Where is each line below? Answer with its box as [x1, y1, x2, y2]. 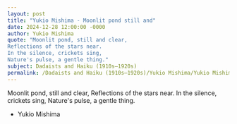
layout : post [7, 10, 46, 18]
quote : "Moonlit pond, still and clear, [7, 37, 128, 44]
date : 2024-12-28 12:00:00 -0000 [7, 23, 106, 30]
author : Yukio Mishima [7, 30, 74, 37]
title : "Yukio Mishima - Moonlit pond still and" [7, 17, 157, 24]
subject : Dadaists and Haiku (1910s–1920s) [7, 63, 138, 70]
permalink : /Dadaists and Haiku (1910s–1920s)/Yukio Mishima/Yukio [7, 69, 210, 76]
